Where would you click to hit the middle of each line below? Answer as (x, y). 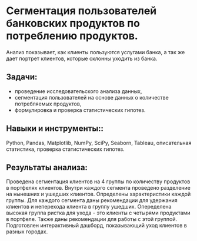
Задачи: (22, 77)
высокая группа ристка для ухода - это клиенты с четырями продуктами (98, 213)
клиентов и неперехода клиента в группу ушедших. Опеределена (89, 207)
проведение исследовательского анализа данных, (78, 91)
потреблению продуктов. (72, 36)
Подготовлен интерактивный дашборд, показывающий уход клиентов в (96, 226)
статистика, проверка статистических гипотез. (65, 149)
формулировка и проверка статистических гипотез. (80, 110)
